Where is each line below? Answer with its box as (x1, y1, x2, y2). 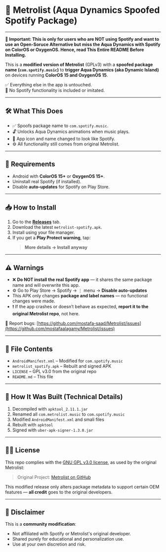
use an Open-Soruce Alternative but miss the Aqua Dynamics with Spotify (5, 41, 161, 47)
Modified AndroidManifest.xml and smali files (12, 416, 105, 422)
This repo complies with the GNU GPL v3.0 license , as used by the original (5, 459, 157, 465)
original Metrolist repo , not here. (12, 311, 80, 317)
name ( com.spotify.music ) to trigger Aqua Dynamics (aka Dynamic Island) (5, 67, 159, 72)
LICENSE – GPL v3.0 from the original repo (12, 368, 97, 374)
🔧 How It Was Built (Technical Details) (5, 393, 123, 401)
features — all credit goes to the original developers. (5, 489, 113, 495)
